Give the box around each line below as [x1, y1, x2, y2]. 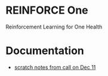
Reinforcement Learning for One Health [5, 23, 103, 30]
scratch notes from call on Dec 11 [14, 64, 96, 71]
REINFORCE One [5, 4, 89, 17]
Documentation [5, 44, 85, 58]
